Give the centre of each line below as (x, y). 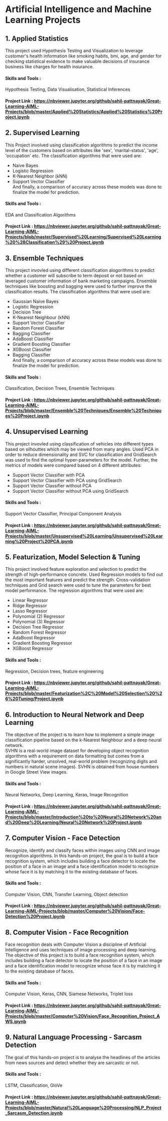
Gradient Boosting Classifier (42, 344)
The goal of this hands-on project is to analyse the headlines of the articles (83, 1057)
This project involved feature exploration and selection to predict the (76, 569)
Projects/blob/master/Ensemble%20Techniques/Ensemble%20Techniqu (83, 411)
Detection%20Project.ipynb (35, 917)
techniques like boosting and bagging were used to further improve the (79, 286)
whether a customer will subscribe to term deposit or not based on (74, 276)
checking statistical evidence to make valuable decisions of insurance (77, 61)
